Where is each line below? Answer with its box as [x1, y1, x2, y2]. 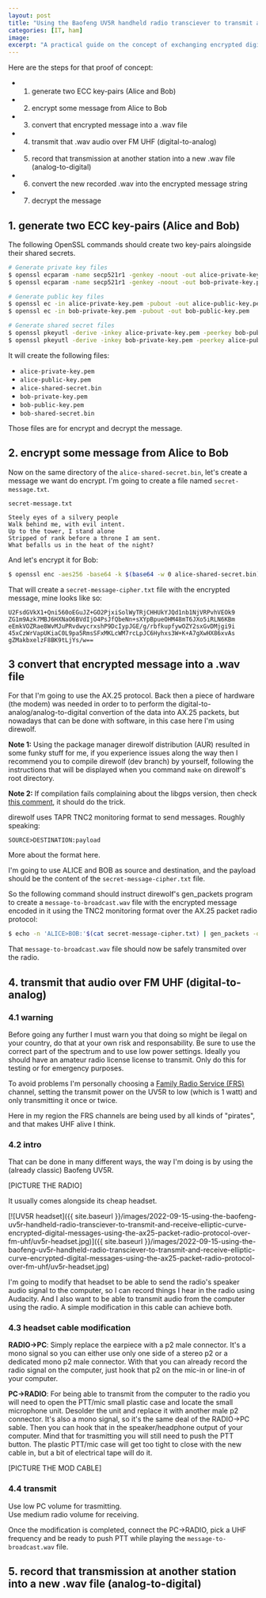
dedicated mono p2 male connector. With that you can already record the [8, 1357, 248, 1367]
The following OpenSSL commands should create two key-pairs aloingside [8, 239, 252, 249]
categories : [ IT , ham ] [8, 26, 83, 34]
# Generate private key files [8, 263, 108, 272]
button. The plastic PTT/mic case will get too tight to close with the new [8, 1440, 242, 1449]
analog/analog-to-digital [8, 708, 88, 717]
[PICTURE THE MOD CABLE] [8, 1463, 102, 1473]
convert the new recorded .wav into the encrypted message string [31, 179, 248, 188]
